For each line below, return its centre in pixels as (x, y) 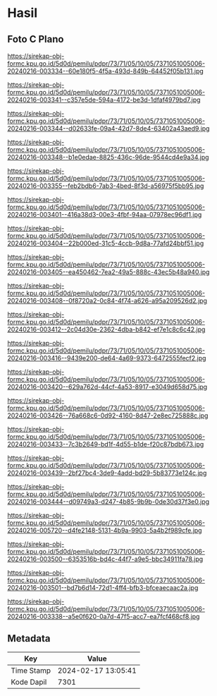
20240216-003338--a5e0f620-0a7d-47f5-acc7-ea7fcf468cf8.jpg (104, 617)
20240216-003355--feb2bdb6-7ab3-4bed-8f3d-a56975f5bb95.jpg (106, 186)
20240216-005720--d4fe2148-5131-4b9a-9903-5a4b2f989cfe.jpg (105, 530)
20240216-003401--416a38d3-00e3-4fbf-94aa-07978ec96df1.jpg (105, 214)
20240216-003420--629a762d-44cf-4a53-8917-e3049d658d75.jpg (107, 387)
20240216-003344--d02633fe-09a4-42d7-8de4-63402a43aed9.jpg (108, 128)
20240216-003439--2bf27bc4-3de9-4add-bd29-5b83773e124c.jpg (107, 473)
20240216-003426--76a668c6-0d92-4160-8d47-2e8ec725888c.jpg (108, 415)
